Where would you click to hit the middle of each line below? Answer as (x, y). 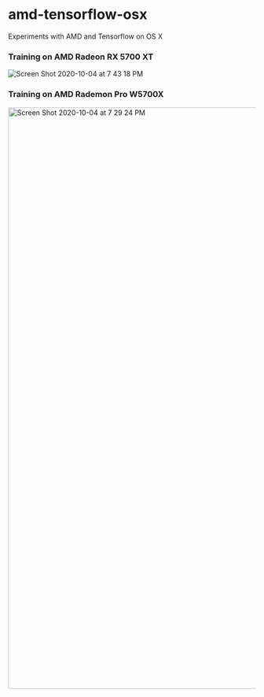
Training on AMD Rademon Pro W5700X (86, 95)
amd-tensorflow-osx (78, 15)
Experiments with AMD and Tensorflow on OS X (86, 36)
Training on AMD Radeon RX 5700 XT (81, 57)
